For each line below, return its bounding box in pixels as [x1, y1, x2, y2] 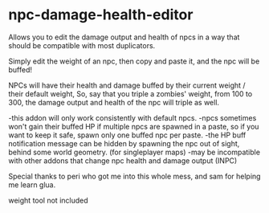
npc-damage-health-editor [8, 6, 194, 24]
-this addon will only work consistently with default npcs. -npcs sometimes [8, 113, 257, 122]
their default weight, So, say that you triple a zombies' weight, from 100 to [8, 88, 253, 98]
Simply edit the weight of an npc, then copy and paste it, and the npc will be [8, 56, 260, 66]
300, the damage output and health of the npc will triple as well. [8, 97, 219, 107]
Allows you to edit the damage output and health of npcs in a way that [8, 32, 240, 42]
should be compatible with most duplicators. [8, 40, 156, 50]
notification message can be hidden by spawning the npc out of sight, [8, 138, 240, 148]
